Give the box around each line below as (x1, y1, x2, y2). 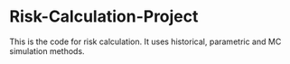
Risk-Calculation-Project (9, 6, 199, 27)
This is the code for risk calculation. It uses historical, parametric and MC (9, 36, 282, 47)
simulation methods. (9, 45, 85, 56)
